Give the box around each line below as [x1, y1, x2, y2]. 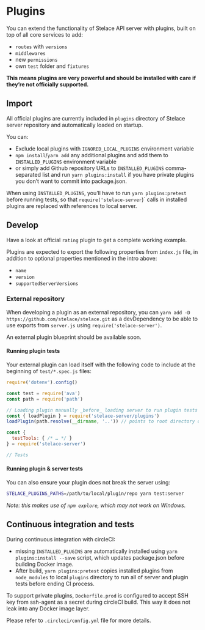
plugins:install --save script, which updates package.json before [15, 554, 185, 561]
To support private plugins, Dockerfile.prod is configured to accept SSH [6, 591, 189, 599]
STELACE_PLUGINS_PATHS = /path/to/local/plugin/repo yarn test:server [6, 491, 184, 497]
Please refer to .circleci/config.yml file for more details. [6, 617, 151, 624]
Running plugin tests [6, 347, 60, 355]
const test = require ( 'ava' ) [6, 390, 81, 396]
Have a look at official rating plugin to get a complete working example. [6, 236, 187, 243]
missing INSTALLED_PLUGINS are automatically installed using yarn [15, 547, 178, 555]
